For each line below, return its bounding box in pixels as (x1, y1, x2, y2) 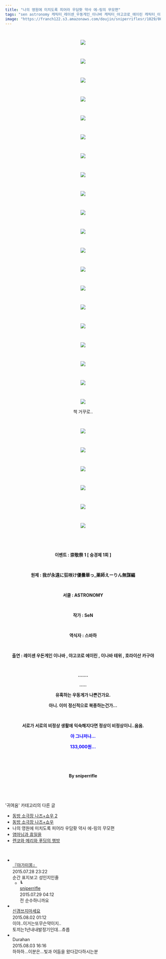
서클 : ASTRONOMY (62, 592, 104, 598)
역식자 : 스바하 (69, 633, 97, 639)
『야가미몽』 (12, 862, 38, 868)
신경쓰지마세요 (12, 908, 41, 914)
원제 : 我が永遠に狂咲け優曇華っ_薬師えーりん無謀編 (31, 572, 135, 578)
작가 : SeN (73, 612, 93, 618)
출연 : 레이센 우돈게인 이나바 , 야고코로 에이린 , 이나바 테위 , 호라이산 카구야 (12, 653, 154, 659)
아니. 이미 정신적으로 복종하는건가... (48, 703, 118, 709)
